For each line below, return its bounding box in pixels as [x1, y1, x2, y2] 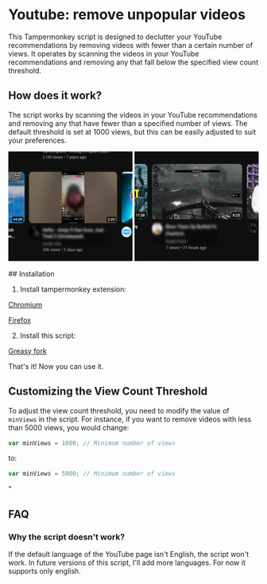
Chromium [8, 300, 43, 309]
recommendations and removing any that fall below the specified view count [8, 57, 259, 67]
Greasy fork [8, 346, 48, 355]
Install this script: [19, 331, 76, 340]
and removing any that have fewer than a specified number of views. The [8, 118, 248, 128]
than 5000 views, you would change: [8, 422, 130, 432]
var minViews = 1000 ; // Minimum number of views [8, 439, 176, 447]
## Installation [8, 268, 55, 278]
